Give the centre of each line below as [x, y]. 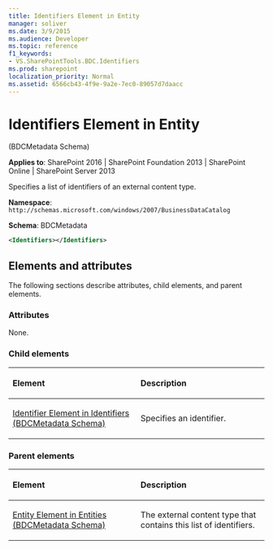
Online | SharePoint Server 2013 [62, 171]
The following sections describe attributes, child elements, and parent [125, 285]
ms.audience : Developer [49, 39]
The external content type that [199, 515]
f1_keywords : [30, 54]
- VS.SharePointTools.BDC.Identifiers [74, 62]
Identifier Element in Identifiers [71, 413]
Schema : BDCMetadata [48, 225]
